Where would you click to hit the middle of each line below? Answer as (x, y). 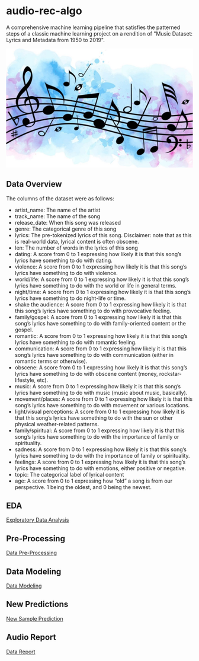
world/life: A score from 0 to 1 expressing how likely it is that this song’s (102, 279)
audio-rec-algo (44, 11)
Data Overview (34, 184)
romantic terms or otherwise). (51, 361)
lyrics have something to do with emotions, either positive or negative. (100, 468)
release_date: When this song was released (68, 222)
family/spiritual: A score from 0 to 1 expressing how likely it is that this (99, 430)
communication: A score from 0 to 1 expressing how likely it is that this (100, 349)
